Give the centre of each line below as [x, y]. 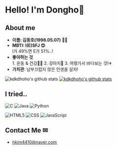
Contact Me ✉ [27, 130]
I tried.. [16, 94]
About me [20, 28]
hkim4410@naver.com [34, 142]
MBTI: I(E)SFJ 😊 [29, 45]
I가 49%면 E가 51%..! [33, 51]
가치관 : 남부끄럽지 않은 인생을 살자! [45, 69]
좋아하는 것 [22, 57]
